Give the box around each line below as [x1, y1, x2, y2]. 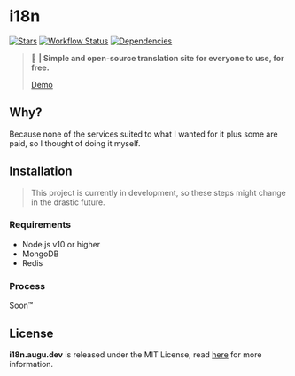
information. [9, 358, 54, 369]
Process [9, 279, 46, 292]
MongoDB [21, 248, 59, 259]
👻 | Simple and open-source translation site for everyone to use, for [30, 52, 285, 63]
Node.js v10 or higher [21, 239, 101, 249]
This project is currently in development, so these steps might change [30, 187, 286, 198]
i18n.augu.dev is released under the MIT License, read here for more [9, 349, 262, 360]
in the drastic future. [30, 197, 105, 208]
